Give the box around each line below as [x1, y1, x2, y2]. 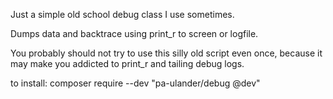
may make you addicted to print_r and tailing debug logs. [10, 58, 245, 69]
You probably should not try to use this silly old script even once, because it [10, 47, 323, 59]
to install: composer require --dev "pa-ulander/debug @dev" [10, 77, 261, 89]
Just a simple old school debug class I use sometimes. [10, 9, 235, 20]
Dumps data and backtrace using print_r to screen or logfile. [10, 28, 259, 39]
